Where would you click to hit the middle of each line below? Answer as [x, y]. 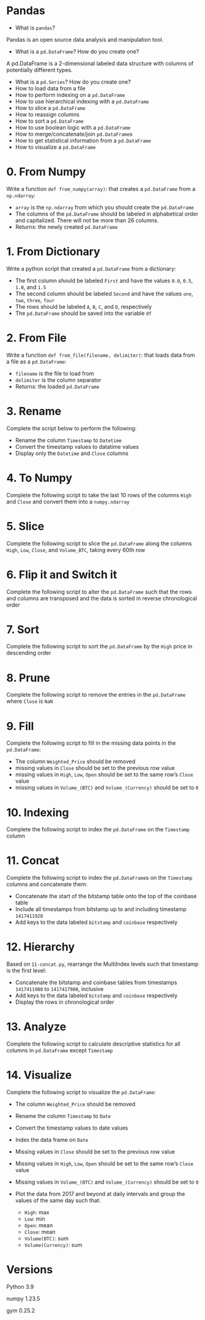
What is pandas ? [35, 28]
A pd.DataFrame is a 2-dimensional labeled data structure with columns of [100, 63]
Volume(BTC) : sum [47, 1238]
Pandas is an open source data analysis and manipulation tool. [85, 39]
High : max [37, 1212]
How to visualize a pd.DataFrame [55, 147]
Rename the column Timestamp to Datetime [69, 440]
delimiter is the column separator [58, 380]
